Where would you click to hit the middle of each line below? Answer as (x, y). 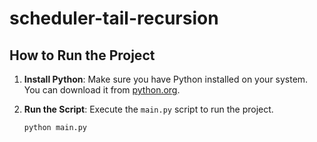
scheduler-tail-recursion (114, 18)
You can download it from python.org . (102, 90)
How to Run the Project (82, 55)
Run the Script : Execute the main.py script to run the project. (148, 109)
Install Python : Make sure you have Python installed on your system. (166, 79)
